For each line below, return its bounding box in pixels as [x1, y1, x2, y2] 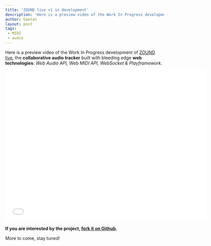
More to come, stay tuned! [5, 235, 60, 241]
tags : [5, 26, 17, 31]
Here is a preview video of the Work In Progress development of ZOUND [5, 49, 155, 55]
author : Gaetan [5, 17, 37, 22]
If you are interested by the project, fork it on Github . [5, 225, 117, 231]
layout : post [5, 21, 33, 27]
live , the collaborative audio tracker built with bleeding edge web [5, 54, 142, 60]
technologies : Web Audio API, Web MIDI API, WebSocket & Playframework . [5, 60, 163, 66]
